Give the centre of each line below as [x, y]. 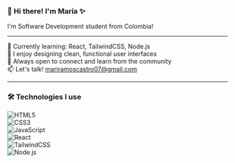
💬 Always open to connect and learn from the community [90, 62]
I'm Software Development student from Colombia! [80, 27]
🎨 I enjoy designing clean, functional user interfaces [82, 54]
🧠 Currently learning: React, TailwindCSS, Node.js [79, 47]
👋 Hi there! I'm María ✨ [47, 11]
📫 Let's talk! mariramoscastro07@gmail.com [72, 69]
